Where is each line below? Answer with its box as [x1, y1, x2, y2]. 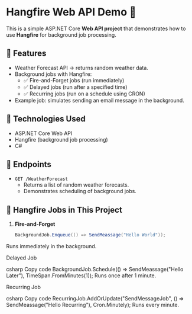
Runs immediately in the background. [6, 243, 97, 250]
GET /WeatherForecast [14, 176, 68, 182]
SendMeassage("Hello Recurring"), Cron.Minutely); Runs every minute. [6, 302, 179, 309]
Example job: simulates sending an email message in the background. [14, 97, 184, 104]
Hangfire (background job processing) [14, 136, 108, 143]
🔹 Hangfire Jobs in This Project [6, 204, 122, 215]
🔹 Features [6, 49, 47, 59]
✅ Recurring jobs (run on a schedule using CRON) [23, 90, 146, 97]
